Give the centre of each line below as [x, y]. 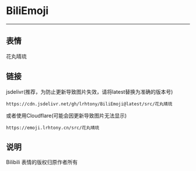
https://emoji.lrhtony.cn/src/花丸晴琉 [53, 128]
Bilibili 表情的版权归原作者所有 [42, 162]
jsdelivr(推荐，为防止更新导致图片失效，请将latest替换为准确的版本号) [90, 91]
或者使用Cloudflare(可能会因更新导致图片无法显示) [66, 115]
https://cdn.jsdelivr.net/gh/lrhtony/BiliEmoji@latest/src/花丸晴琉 [89, 104]
